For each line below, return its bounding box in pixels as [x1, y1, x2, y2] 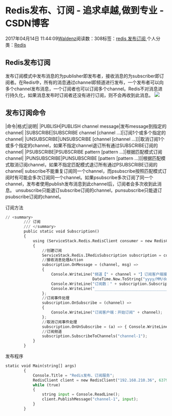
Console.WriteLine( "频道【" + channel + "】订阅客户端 [51, 272, 164, 277]
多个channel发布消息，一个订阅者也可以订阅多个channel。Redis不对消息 [5, 86, 158, 92]
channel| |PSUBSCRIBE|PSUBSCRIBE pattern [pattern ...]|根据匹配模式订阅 [5, 149, 163, 155]
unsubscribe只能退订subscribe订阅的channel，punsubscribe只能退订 [15, 187, 162, 193]
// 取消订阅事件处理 [41, 319, 78, 324]
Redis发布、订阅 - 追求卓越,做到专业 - [5, 5, 164, 16]
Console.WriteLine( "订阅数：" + [51, 281, 117, 286]
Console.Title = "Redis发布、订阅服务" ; [32, 372, 115, 378]
